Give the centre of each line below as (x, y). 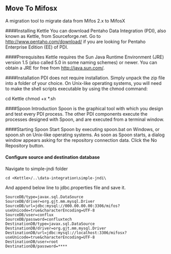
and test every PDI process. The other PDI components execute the (76, 114)
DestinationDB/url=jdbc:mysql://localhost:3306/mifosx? (66, 233)
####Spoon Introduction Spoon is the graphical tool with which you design (84, 108)
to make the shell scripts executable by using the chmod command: (77, 89)
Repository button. (25, 145)
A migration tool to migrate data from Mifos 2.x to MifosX (65, 20)
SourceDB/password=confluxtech (39, 220)
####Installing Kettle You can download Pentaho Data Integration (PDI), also (86, 31)
